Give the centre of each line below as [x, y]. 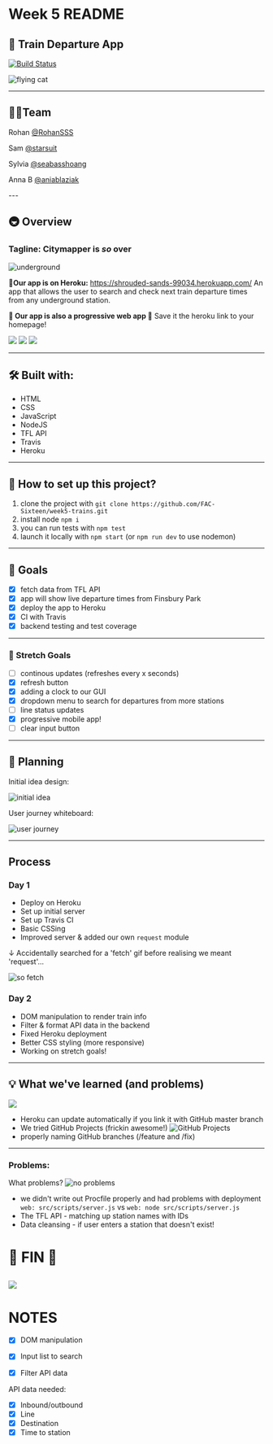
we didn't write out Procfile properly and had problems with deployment [141, 1198]
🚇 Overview [40, 222]
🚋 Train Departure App [66, 44]
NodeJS [34, 425]
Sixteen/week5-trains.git [64, 512]
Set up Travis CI [47, 920]
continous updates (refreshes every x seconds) [100, 673]
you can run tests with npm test [73, 528]
